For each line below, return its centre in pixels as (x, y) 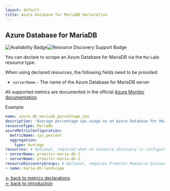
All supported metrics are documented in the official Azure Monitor (75, 92)
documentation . (22, 97)
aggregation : (24, 140)
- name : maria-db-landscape (35, 168)
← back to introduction (29, 183)
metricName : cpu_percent (36, 135)
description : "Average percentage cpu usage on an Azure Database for (81, 121)
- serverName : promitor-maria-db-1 (43, 154)
